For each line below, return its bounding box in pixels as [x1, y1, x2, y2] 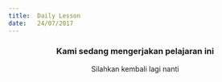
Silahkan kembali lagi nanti [91, 64, 179, 73]
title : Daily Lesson [8, 11, 81, 20]
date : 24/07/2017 [8, 19, 74, 27]
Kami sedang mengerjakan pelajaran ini [55, 46, 215, 57]
